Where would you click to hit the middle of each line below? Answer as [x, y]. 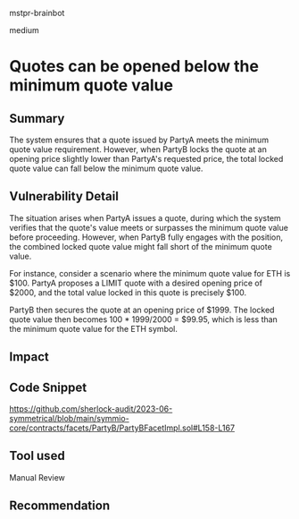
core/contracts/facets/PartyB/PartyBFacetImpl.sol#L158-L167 [122, 428]
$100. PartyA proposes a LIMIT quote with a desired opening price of [136, 283]
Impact [29, 357]
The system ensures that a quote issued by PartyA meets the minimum [139, 140]
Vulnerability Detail [64, 196]
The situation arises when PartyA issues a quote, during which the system [145, 217]
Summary [37, 119]
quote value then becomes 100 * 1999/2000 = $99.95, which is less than [144, 319]
